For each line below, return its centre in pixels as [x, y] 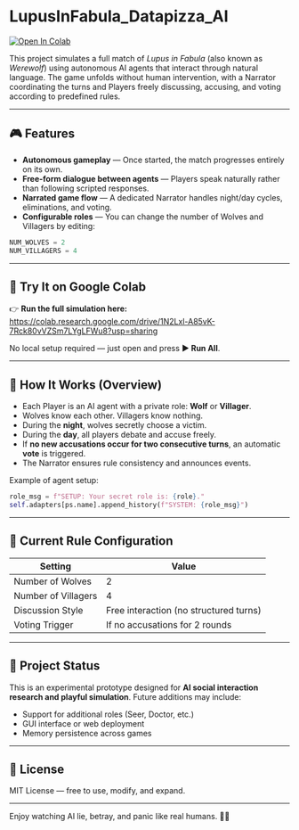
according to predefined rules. [65, 96]
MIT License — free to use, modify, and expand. [97, 791]
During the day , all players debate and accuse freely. [119, 435]
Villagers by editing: [58, 226]
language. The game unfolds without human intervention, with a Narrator [142, 77]
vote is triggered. [54, 454]
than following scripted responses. [85, 188]
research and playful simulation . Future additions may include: [125, 696]
